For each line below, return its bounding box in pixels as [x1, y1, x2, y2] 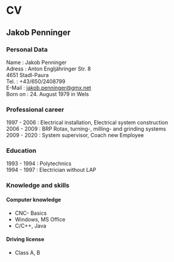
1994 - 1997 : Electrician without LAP [6, 167, 97, 174]
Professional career [6, 105, 64, 113]
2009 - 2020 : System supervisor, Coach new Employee [6, 132, 144, 139]
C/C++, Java [14, 222, 46, 229]
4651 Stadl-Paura [6, 71, 49, 78]
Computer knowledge [6, 196, 61, 203]
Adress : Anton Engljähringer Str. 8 [6, 65, 91, 72]
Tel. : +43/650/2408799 [6, 78, 66, 85]
